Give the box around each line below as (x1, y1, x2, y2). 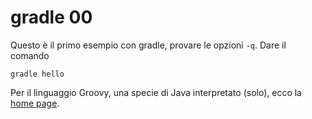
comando (10, 49, 50, 61)
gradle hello (10, 69, 65, 79)
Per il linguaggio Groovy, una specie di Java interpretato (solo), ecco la (10, 86, 302, 98)
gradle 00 (10, 6, 93, 29)
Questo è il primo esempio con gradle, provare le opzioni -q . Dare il (10, 39, 287, 51)
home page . (10, 97, 60, 109)
